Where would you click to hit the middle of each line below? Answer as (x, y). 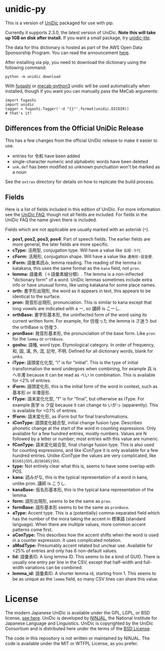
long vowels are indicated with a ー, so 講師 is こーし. (66, 308)
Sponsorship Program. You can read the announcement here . (67, 53)
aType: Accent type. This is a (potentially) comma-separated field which (86, 513)
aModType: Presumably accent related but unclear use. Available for (82, 545)
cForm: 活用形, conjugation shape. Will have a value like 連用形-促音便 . (82, 256)
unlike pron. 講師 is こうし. (39, 483)
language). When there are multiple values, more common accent (79, 524)
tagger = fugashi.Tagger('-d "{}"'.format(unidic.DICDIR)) (67, 109)
